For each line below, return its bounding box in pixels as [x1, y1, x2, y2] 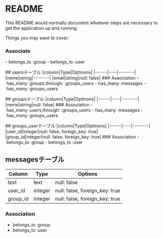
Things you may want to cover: [5, 35, 69, 41]
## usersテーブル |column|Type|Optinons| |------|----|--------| [5, 69, 136, 76]
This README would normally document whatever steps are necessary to [5, 20, 158, 26]
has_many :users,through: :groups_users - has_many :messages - [6, 107, 143, 113]
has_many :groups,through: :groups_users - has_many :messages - [6, 80, 146, 86]
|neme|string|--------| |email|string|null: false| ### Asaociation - [5, 75, 139, 81]
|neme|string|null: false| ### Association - [5, 102, 93, 108]
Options [77, 170, 98, 177]
